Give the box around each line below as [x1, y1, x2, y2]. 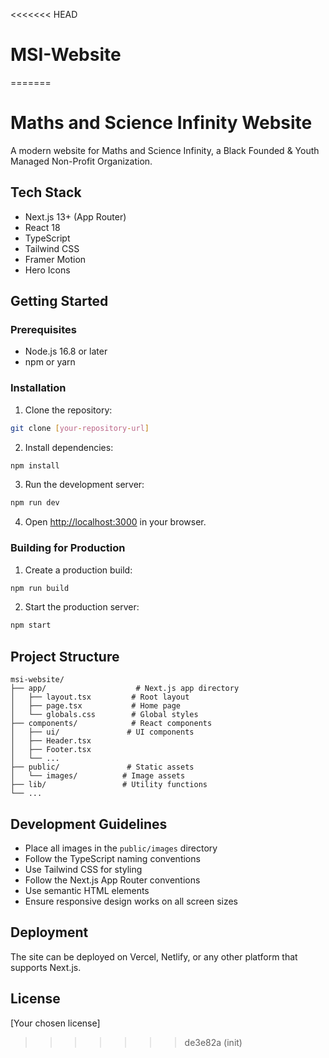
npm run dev [10, 498, 60, 508]
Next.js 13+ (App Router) [24, 210, 127, 223]
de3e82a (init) [184, 1036, 243, 1048]
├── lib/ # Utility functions [10, 780, 208, 790]
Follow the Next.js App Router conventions [24, 874, 201, 886]
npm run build [10, 583, 70, 593]
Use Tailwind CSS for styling [24, 863, 143, 875]
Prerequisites [10, 323, 77, 336]
